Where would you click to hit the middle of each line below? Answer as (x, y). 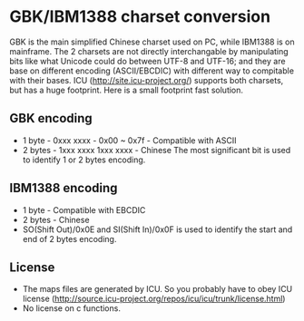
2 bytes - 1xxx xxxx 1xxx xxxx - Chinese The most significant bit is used (157, 150)
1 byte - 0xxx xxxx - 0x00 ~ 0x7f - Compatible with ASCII (129, 140)
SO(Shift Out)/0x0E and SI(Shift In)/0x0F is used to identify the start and (157, 229)
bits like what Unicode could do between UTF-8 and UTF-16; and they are (147, 61)
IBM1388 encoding (64, 188)
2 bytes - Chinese (56, 219)
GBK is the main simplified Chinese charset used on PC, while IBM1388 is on (152, 42)
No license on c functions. (71, 308)
